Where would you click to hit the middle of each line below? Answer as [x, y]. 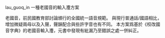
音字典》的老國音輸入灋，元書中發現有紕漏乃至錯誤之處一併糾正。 [73, 30]
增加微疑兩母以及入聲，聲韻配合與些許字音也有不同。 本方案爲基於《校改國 [83, 24]
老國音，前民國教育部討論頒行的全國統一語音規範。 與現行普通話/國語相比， [84, 18]
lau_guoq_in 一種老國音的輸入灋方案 [42, 7]
